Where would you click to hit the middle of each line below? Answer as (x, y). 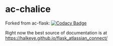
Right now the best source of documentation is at (56, 32)
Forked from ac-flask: (28, 23)
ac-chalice (28, 9)
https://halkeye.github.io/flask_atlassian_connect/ (56, 38)
